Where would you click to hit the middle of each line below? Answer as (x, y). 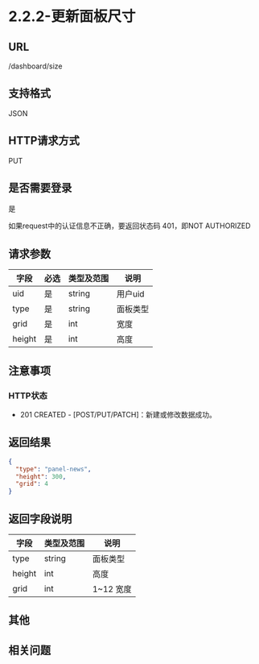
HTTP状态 (28, 396)
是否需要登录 (40, 188)
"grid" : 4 (32, 484)
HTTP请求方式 (44, 141)
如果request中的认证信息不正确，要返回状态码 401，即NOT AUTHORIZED (129, 226)
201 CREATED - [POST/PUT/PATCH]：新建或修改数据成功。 (118, 414)
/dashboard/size (35, 66)
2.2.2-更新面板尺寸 (72, 17)
